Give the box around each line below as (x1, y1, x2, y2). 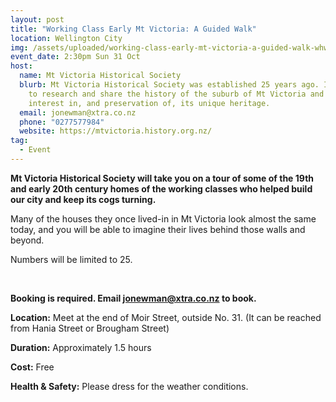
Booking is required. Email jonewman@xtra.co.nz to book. (10, 292, 257, 304)
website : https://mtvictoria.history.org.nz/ (19, 126, 213, 136)
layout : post (10, 14, 65, 25)
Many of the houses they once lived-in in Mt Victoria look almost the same (10, 212, 317, 225)
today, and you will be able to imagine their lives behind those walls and (10, 223, 306, 235)
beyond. (10, 234, 45, 246)
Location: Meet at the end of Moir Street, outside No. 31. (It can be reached (10, 311, 322, 323)
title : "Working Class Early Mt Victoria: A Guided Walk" (10, 24, 257, 34)
